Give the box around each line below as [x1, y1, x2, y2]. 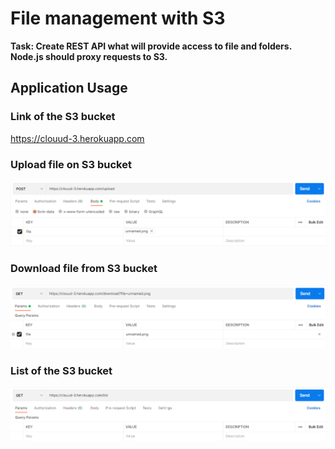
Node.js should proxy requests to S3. [10, 50, 168, 62]
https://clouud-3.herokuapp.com [10, 132, 145, 144]
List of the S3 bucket [10, 363, 113, 377]
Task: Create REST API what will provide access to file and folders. [10, 40, 292, 52]
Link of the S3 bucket [10, 110, 116, 124]
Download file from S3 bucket [10, 262, 158, 276]
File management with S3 [10, 7, 226, 30]
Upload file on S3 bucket [10, 157, 132, 171]
